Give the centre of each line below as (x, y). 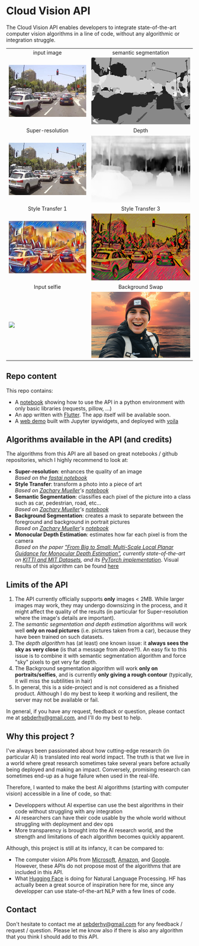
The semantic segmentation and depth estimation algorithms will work (101, 625)
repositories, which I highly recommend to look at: (67, 460)
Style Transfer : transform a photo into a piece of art (78, 484)
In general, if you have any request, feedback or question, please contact (95, 711)
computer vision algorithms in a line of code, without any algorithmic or (93, 33)
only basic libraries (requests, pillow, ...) (63, 408)
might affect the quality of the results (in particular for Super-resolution (101, 611)
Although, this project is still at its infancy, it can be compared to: (85, 848)
